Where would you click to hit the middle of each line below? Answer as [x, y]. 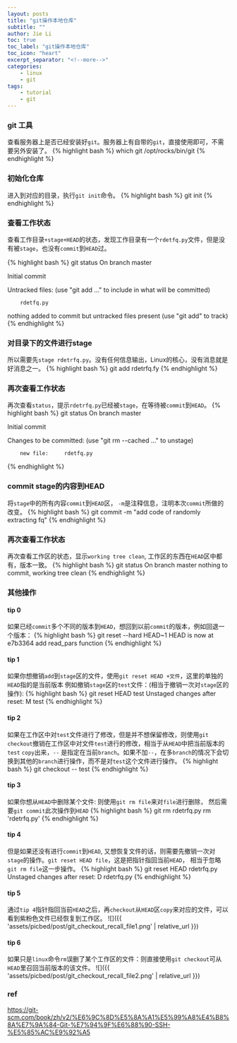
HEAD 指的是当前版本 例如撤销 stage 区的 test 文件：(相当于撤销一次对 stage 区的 [118, 685]
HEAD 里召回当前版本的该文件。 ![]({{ [59, 968]
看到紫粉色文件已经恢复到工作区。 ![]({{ [65, 919]
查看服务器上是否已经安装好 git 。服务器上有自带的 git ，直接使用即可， [109, 142]
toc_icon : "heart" [34, 54]
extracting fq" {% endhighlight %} [57, 519]
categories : [25, 66]
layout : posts [28, 14]
